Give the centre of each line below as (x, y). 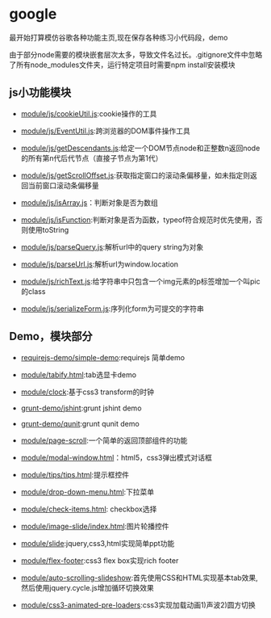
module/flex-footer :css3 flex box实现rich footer (100, 560)
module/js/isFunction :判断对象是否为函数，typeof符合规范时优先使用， (138, 220)
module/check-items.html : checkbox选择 (89, 509)
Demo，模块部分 (51, 336)
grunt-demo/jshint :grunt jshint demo (81, 408)
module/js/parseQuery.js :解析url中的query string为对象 (112, 246)
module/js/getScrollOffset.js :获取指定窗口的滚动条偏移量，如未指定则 (135, 175)
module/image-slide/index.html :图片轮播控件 (95, 526)
